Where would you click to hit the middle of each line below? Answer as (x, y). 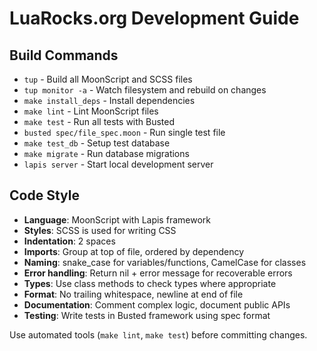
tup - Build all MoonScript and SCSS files (108, 79)
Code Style (44, 195)
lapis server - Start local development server (118, 164)
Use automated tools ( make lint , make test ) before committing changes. (158, 334)
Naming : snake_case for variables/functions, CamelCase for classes (165, 262)
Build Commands (64, 55)
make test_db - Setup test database (97, 143)
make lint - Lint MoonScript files (91, 111)
